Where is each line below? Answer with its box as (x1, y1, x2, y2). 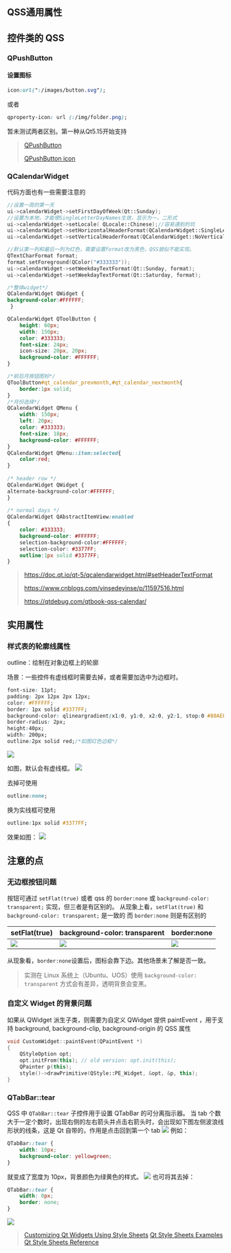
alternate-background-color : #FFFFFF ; (7, 488, 115, 495)
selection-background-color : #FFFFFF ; (19, 539, 128, 546)
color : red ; (19, 456, 51, 463)
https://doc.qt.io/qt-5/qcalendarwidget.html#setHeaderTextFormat (23, 570, 213, 579)
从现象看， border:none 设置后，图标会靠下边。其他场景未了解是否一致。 (7, 956, 210, 965)
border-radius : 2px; (7, 718, 67, 726)
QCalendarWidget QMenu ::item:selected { (7, 449, 122, 456)
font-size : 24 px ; (19, 341, 69, 348)
